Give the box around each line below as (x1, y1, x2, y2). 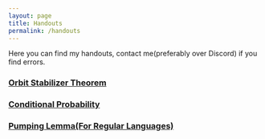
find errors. (8, 57, 46, 67)
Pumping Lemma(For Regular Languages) (8, 121, 174, 132)
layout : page (8, 11, 52, 20)
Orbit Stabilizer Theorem (8, 77, 107, 88)
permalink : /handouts (8, 27, 81, 35)
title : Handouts (8, 19, 63, 27)
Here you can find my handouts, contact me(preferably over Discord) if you (8, 49, 258, 59)
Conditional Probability (8, 99, 100, 110)
